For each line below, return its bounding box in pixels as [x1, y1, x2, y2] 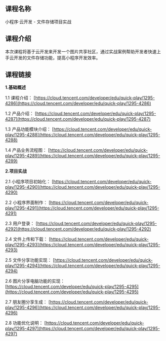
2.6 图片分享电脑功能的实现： [5, 278, 65, 284]
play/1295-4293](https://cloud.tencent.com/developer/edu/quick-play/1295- [5, 242, 161, 248]
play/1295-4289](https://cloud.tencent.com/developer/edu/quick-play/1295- [5, 153, 161, 159]
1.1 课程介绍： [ [5, 95, 36, 101]
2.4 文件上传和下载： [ [5, 236, 51, 242]
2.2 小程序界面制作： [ [5, 200, 51, 205]
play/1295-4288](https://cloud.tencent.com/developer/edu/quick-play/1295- [5, 132, 161, 138]
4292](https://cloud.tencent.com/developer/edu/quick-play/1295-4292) [5, 226, 152, 232]
